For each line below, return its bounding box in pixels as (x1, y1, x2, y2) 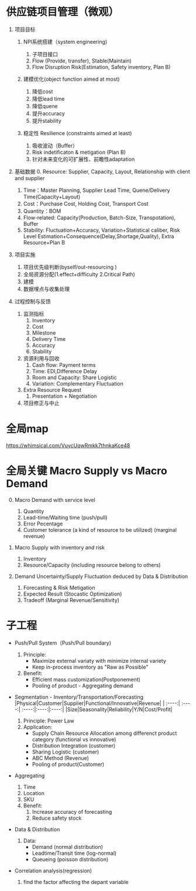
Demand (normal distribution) (32, 843, 104, 850)
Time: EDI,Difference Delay (32, 367, 98, 374)
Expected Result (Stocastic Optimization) (23, 590, 122, 597)
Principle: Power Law (23, 717, 74, 724)
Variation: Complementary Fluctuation (32, 380, 124, 387)
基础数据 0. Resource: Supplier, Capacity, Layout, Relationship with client (14, 168, 190, 175)
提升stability (32, 117, 61, 124)
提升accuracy (32, 109, 66, 117)
